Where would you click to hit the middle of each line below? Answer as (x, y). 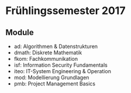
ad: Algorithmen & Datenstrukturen (56, 46)
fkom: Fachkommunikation (46, 59)
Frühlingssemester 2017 (65, 11)
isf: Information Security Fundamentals (61, 65)
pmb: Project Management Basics (55, 84)
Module (20, 32)
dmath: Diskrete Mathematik (48, 53)
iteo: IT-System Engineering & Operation (63, 71)
